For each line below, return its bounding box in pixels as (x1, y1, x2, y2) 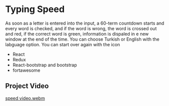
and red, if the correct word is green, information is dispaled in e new (5, 31, 149, 37)
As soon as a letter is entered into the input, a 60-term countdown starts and (5, 20, 164, 26)
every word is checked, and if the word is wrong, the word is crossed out (5, 25, 157, 31)
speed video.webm (5, 95, 45, 101)
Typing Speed (5, 4, 65, 15)
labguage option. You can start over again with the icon (5, 41, 120, 47)
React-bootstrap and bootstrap (12, 62, 77, 68)
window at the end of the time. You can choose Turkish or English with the (5, 36, 160, 42)
